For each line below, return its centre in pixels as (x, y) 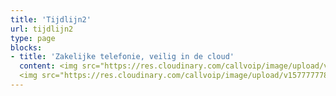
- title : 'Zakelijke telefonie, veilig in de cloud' (122, 57)
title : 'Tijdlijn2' (51, 19)
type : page (33, 38)
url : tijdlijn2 (42, 29)
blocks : (26, 47)
